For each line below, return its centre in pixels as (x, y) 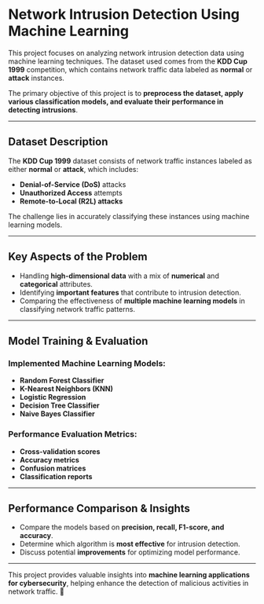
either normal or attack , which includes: (73, 169)
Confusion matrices (53, 468)
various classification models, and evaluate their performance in (116, 101)
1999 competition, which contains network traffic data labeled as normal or (130, 69)
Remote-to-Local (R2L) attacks (71, 201)
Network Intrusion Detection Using (124, 15)
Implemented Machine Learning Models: (87, 363)
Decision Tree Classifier (59, 405)
